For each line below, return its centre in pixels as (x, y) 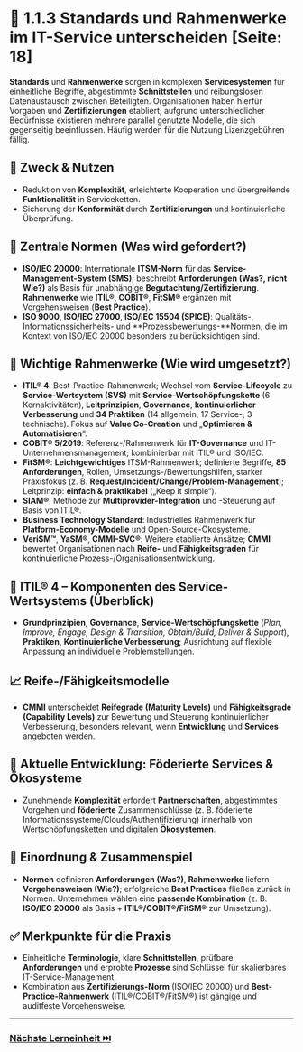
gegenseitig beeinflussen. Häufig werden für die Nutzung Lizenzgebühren (147, 129)
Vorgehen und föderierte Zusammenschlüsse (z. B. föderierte (138, 810)
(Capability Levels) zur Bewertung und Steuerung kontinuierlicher (145, 717)
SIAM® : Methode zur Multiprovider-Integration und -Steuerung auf (149, 501)
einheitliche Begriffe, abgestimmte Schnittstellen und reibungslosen (136, 91)
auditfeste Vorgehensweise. (74, 1006)
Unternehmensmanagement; (75, 453)
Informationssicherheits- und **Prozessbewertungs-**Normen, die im (155, 326)
